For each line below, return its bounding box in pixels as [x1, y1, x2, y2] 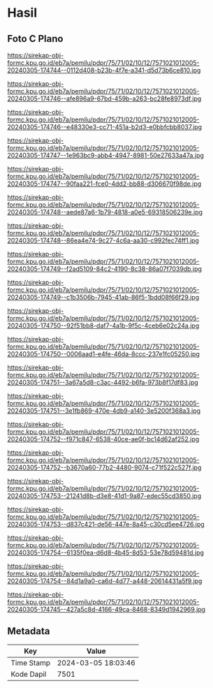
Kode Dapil [10, 669, 47, 679]
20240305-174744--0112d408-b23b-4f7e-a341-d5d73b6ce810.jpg [7, 66, 201, 74]
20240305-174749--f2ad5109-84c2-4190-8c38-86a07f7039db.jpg [7, 265, 203, 273]
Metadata [7, 625, 50, 637]
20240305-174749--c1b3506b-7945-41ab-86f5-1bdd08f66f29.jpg [7, 293, 200, 301]
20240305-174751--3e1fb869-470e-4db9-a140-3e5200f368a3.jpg [7, 407, 201, 415]
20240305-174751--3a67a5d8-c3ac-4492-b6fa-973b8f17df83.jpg [7, 379, 199, 386]
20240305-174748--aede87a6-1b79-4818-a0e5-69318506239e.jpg [7, 208, 203, 216]
